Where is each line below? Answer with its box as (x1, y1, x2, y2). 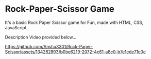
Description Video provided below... (5, 34, 77, 40)
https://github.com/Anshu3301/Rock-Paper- (5, 43, 93, 49)
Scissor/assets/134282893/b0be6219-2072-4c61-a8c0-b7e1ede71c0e (5, 49, 146, 55)
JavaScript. (5, 24, 28, 30)
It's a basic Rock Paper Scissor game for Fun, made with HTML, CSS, (5, 20, 144, 25)
